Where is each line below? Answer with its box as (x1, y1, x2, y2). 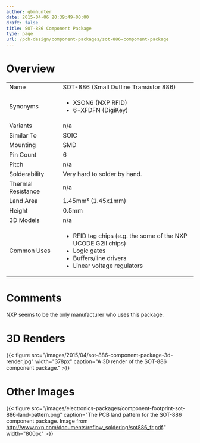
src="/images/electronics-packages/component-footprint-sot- (31, 404, 186, 411)
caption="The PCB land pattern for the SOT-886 (63, 411, 182, 418)
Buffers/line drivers (73, 254, 127, 262)
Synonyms (9, 102, 39, 110)
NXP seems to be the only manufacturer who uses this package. (6, 311, 164, 318)
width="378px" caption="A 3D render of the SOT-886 (35, 358, 167, 365)
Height (9, 206, 28, 214)
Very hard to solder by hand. (62, 170, 142, 178)
